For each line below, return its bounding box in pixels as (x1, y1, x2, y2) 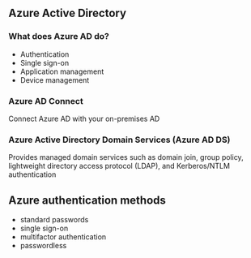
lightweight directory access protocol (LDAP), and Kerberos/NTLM (8, 161, 231, 171)
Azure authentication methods (8, 193, 166, 207)
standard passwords (19, 215, 89, 225)
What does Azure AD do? (8, 31, 109, 42)
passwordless (19, 241, 67, 251)
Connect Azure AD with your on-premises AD (8, 114, 160, 123)
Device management (19, 75, 90, 84)
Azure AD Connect (8, 95, 83, 106)
